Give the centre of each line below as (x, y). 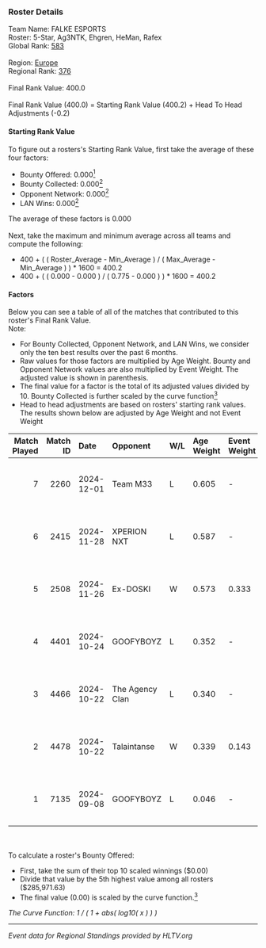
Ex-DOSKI (131, 589)
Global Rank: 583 (36, 46)
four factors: (28, 158)
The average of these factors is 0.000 (70, 219)
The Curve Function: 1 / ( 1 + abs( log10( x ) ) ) (83, 912)
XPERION (129, 531)
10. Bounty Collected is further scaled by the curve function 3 (118, 395)
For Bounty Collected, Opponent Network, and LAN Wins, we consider (134, 344)
